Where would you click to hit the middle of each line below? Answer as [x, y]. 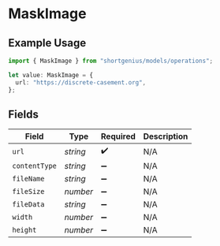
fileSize [28, 192]
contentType [35, 166]
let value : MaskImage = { [50, 75]
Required [118, 136]
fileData [28, 205]
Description [166, 136]
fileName [28, 179]
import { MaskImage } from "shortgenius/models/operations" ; [111, 61]
